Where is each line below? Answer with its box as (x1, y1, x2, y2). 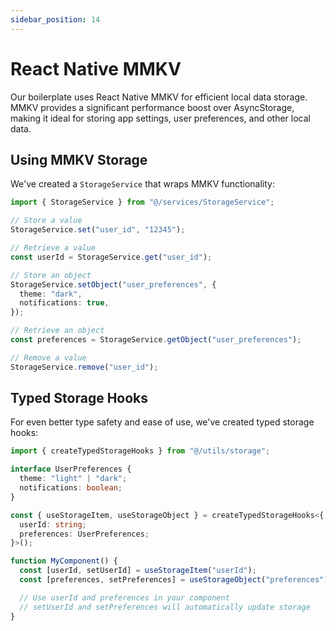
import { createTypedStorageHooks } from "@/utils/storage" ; (10, 446, 271, 456)
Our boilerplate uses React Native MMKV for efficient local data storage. (10, 91, 308, 103)
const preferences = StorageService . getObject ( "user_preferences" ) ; (10, 335, 302, 345)
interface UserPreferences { (10, 464, 132, 475)
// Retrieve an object (10, 326, 105, 336)
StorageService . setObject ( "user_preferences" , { (10, 279, 217, 290)
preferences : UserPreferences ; (19, 529, 150, 539)
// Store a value (10, 216, 83, 226)
